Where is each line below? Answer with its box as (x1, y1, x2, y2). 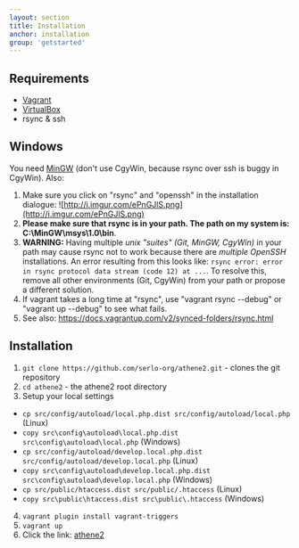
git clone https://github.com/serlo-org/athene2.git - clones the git (21, 362, 281, 372)
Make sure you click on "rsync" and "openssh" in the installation (21, 189, 259, 200)
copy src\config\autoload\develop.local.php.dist (21, 466, 212, 475)
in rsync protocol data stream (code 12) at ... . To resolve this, (21, 265, 268, 276)
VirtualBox (21, 104, 61, 115)
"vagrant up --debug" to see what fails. (21, 303, 168, 314)
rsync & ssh (21, 113, 66, 125)
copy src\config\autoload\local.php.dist (21, 429, 179, 438)
